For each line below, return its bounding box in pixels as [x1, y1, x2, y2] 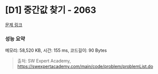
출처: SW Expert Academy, [17, 58, 71, 64]
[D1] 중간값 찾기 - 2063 [5, 4, 96, 16]
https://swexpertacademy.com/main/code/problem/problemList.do [17, 64, 154, 70]
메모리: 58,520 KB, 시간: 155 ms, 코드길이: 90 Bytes [5, 47, 107, 53]
